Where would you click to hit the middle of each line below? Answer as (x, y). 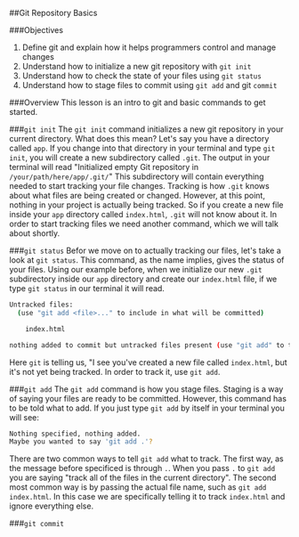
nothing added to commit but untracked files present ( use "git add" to (147, 345)
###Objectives (36, 30)
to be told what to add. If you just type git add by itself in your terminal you (147, 408)
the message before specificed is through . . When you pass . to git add (142, 468)
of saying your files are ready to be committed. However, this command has (148, 398)
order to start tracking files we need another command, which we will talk (144, 224)
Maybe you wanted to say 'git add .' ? (81, 442)
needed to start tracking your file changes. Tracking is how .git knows (139, 186)
